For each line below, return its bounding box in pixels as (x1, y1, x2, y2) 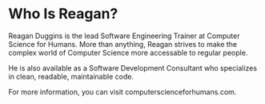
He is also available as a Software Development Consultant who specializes (8, 63, 258, 72)
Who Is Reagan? (8, 5, 118, 23)
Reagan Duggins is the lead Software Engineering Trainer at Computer (8, 31, 240, 40)
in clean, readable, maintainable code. (8, 71, 135, 81)
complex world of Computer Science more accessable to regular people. (8, 48, 248, 57)
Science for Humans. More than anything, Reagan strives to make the (8, 39, 238, 48)
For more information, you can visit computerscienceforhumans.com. (8, 87, 237, 96)
